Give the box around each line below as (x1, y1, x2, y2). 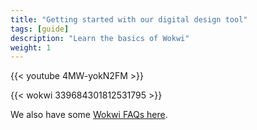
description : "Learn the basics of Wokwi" (10, 33, 190, 43)
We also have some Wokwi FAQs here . (10, 109, 168, 121)
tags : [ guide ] (10, 24, 70, 34)
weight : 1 (10, 42, 52, 53)
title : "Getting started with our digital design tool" (10, 14, 248, 25)
